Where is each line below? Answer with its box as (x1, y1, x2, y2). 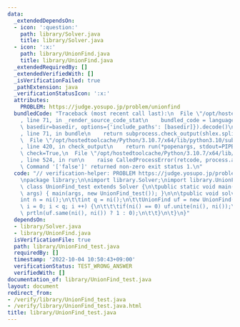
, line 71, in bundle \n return (20, 130, 123, 137)
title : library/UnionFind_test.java (7, 309, 116, 316)
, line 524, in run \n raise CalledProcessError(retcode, (20, 156, 203, 164)
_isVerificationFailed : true (14, 76, 101, 84)
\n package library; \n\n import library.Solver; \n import (20, 176, 187, 183)
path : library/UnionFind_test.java (14, 243, 120, 250)
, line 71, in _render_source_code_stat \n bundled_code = (20, 116, 206, 124)
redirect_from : (7, 289, 53, 296)
